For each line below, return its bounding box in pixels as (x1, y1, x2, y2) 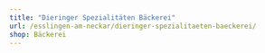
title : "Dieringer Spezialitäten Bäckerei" (9, 13, 176, 22)
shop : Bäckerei (9, 30, 67, 39)
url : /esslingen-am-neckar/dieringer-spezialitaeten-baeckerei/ (9, 22, 257, 31)
